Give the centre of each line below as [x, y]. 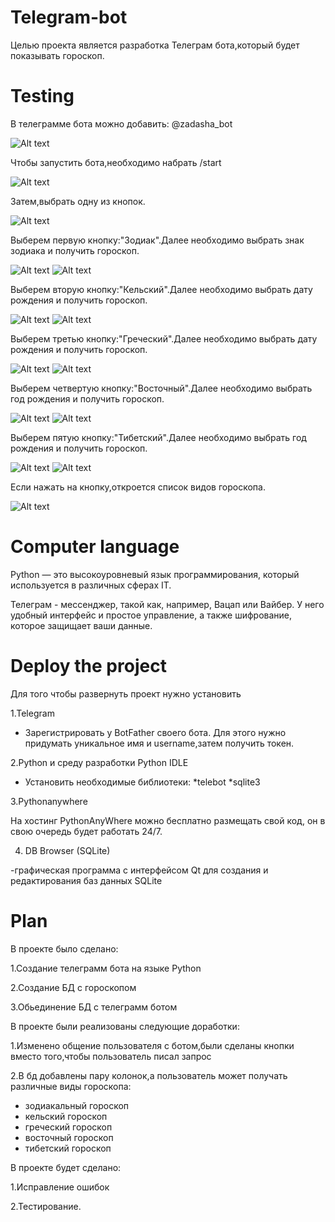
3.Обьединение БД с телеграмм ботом [94, 1007]
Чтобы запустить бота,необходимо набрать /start [116, 162]
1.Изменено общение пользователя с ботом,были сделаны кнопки [152, 1045]
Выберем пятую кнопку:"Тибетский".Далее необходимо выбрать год [158, 437]
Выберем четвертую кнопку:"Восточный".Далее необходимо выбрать [161, 388]
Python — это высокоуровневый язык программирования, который [155, 574]
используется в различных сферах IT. [91, 585]
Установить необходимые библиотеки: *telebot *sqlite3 [142, 782]
